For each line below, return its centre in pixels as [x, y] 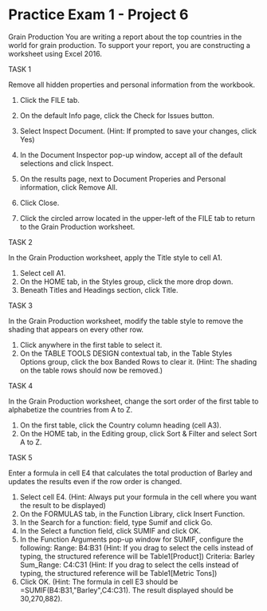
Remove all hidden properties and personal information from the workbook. [132, 85]
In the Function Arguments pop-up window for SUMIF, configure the [132, 539]
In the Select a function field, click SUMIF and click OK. [110, 530]
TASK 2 [21, 242]
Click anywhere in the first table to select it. [91, 345]
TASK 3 [21, 305]
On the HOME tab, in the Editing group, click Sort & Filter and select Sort [138, 433]
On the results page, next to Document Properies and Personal [123, 179]
